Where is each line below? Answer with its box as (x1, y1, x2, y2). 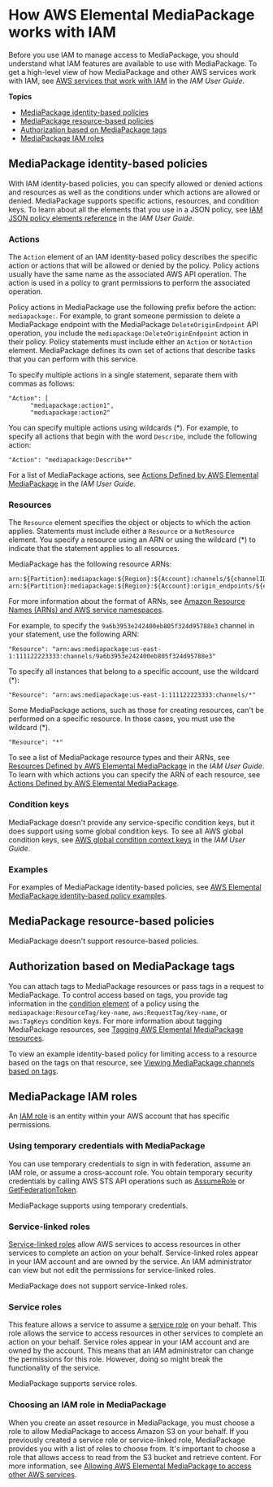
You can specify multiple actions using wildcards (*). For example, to (8, 423, 239, 433)
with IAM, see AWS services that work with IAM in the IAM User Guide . (8, 76, 245, 85)
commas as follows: (8, 378, 76, 388)
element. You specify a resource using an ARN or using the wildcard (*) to (8, 535, 256, 545)
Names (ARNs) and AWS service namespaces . (8, 605, 164, 615)
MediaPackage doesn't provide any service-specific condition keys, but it (8, 817, 255, 827)
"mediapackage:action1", (29, 401, 115, 410)
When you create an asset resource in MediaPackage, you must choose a (8, 1418, 255, 1428)
